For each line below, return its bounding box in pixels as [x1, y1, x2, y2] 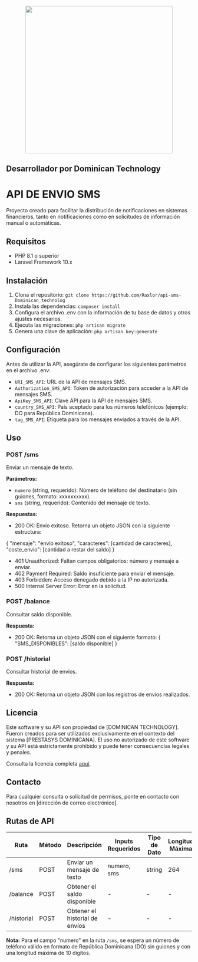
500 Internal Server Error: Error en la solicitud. [14, 583, 127, 590]
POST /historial [6, 655, 51, 663]
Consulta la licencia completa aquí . [6, 760, 91, 767]
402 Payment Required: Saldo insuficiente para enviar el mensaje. [14, 570, 175, 577]
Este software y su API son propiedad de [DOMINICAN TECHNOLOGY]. [6, 723, 179, 731]
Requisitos [6, 237, 46, 247]
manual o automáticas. [6, 219, 61, 226]
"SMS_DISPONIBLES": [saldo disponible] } [14, 640, 118, 647]
